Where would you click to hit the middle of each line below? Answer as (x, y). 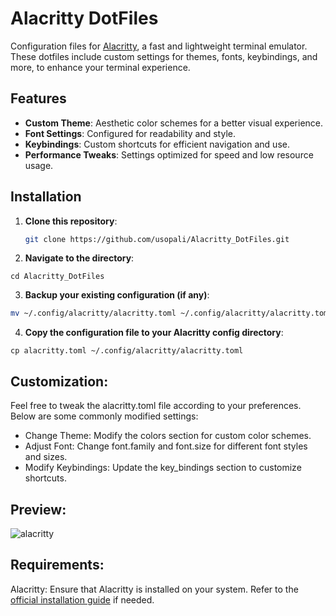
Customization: (59, 381)
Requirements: (57, 565)
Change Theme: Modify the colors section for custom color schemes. (168, 436)
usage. (39, 165)
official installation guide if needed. (82, 599)
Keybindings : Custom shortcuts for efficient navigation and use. (157, 144)
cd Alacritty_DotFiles (57, 277)
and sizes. (46, 457)
